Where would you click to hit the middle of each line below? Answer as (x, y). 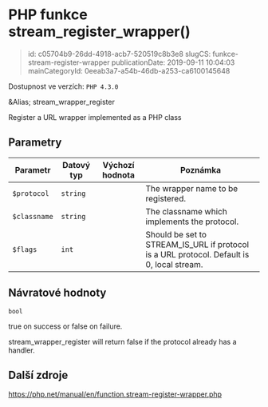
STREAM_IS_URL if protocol (197, 244)
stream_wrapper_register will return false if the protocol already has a (122, 341)
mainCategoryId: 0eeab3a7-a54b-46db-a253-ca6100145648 (129, 70)
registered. (166, 198)
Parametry (35, 143)
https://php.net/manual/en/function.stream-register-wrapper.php (115, 394)
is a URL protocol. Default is (197, 254)
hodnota (119, 175)
